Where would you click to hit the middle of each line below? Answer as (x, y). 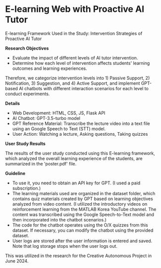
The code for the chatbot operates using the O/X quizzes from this (80, 225)
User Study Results (25, 143)
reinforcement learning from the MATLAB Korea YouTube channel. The (84, 209)
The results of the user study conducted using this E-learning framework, (80, 153)
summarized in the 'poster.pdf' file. (41, 163)
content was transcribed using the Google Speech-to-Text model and (83, 214)
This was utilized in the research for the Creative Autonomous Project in (79, 256)
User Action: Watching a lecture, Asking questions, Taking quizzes (80, 134)
